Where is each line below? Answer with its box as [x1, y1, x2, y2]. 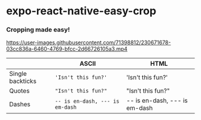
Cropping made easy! [6, 26, 71, 34]
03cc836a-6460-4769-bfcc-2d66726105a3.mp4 [6, 45, 127, 53]
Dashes [9, 100, 31, 109]
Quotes [9, 87, 30, 95]
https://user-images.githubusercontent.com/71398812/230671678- [6, 39, 171, 46]
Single [9, 70, 27, 78]
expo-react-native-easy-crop [6, 4, 157, 18]
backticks [9, 77, 37, 85]
